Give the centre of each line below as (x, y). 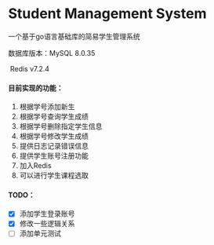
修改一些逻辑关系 (47, 224)
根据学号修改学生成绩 (54, 136)
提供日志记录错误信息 (54, 146)
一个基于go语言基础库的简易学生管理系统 (74, 36)
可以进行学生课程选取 (54, 176)
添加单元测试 (40, 233)
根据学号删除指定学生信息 (61, 126)
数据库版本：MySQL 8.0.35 (52, 53)
